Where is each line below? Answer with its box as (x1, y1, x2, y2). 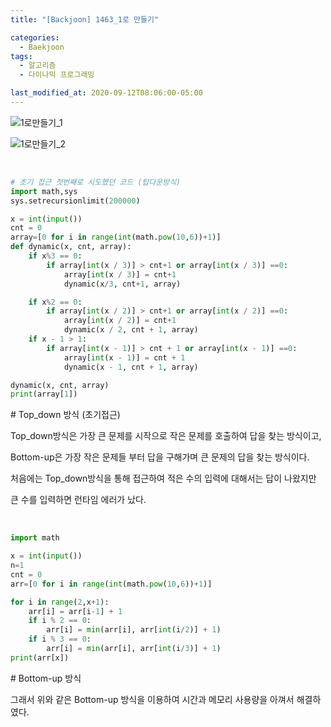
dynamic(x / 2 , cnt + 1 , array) (63, 325, 199, 335)
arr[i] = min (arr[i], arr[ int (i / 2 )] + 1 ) (46, 625, 222, 635)
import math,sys (10, 186, 78, 196)
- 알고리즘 (19, 61, 57, 71)
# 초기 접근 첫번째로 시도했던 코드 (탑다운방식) (10, 177, 182, 187)
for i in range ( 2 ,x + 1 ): (10, 597, 110, 607)
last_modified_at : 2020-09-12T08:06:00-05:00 (10, 88, 203, 98)
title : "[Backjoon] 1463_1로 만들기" (10, 14, 160, 25)
